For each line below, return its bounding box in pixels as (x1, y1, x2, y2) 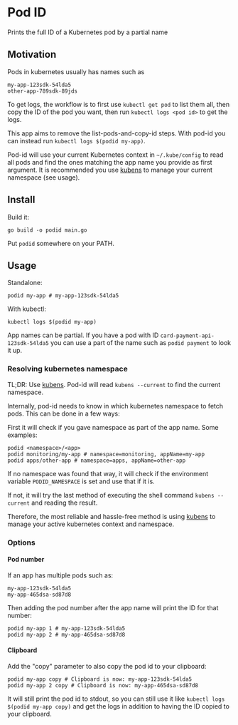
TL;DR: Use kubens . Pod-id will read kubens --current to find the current (7, 380, 221, 389)
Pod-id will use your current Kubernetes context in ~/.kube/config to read (7, 150, 224, 159)
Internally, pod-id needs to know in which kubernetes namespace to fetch (7, 401, 224, 410)
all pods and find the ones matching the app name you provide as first (7, 158, 212, 166)
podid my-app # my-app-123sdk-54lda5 (7, 292, 119, 299)
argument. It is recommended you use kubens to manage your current (7, 165, 213, 174)
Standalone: (7, 279, 43, 287)
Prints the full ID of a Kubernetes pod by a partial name (7, 28, 168, 36)
